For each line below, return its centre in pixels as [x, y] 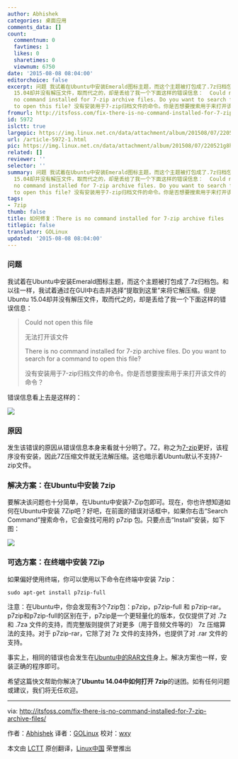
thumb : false [27, 212]
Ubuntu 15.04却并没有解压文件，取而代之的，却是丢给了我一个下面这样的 [114, 299]
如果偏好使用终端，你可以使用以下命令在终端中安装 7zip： [92, 579]
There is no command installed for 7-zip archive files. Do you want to [125, 351]
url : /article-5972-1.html [47, 139]
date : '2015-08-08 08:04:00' [50, 73]
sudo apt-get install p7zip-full [57, 593]
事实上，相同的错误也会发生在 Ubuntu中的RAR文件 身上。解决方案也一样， [114, 657]
